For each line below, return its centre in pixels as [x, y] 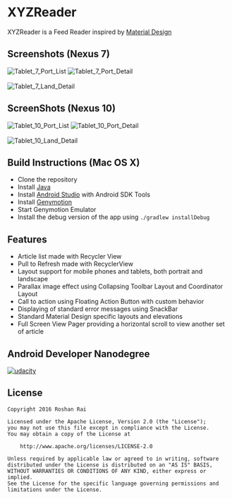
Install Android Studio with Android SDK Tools [84, 194]
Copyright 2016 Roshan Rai [47, 409]
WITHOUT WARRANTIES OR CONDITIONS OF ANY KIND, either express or [107, 471]
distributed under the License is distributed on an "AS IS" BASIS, [110, 465]
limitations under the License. [55, 489]
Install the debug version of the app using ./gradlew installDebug [114, 217]
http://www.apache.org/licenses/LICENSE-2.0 [86, 446]
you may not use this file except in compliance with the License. [109, 428]
